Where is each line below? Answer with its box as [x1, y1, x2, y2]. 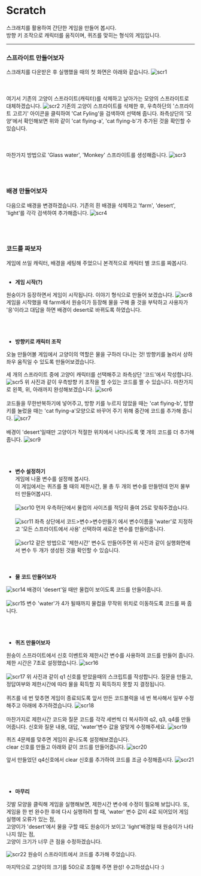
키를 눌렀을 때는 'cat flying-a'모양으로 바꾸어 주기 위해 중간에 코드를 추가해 [6, 407, 181, 414]
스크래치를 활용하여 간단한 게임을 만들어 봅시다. [6, 24, 117, 31]
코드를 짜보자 [6, 245, 42, 253]
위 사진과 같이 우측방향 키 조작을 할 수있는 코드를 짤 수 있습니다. [24, 378, 173, 385]
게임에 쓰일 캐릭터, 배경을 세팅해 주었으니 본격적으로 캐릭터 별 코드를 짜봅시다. [6, 259, 188, 266]
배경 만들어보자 [6, 187, 48, 195]
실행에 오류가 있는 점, [6, 815, 56, 823]
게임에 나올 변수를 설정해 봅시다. [14, 475, 90, 482]
